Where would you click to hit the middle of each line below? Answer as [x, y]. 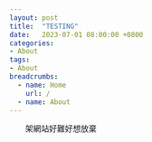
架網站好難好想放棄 [61, 128]
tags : [19, 60]
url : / [38, 93]
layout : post [34, 18]
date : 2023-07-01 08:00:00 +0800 [76, 34]
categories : [32, 43]
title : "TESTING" [44, 26]
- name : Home [42, 85]
